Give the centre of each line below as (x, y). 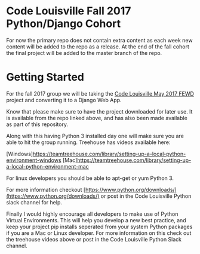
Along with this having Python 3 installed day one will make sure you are (95, 136)
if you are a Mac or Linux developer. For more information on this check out (99, 233)
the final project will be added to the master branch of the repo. (84, 53)
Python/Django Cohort (64, 24)
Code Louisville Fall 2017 (69, 11)
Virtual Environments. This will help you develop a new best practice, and (96, 220)
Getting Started (45, 77)
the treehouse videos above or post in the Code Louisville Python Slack (94, 239)
